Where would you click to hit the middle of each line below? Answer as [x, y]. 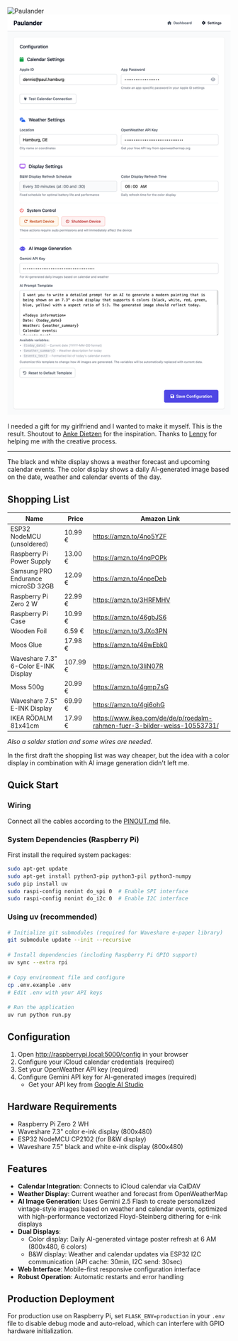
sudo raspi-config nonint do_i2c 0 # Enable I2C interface [98, 899]
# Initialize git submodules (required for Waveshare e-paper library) [115, 932]
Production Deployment [61, 1299]
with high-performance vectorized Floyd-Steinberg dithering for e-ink [119, 1216]
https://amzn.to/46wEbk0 [130, 645]
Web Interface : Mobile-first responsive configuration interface [109, 1269]
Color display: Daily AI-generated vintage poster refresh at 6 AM [122, 1239]
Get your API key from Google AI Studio [86, 1084]
